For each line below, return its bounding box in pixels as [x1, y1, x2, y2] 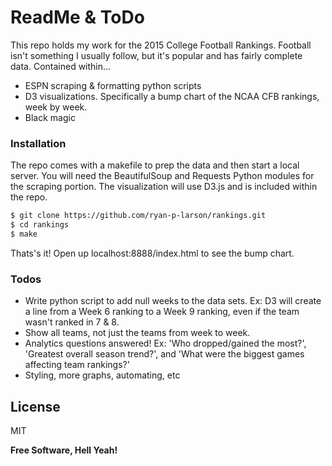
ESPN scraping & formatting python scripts [24, 79, 202, 91]
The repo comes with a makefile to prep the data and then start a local [10, 159, 300, 171]
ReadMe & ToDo [10, 6, 145, 29]
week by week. [24, 101, 88, 113]
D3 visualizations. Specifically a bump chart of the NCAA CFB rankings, [24, 90, 320, 102]
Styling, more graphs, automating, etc [24, 369, 181, 381]
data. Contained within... [10, 60, 112, 72]
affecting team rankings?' [24, 359, 130, 371]
